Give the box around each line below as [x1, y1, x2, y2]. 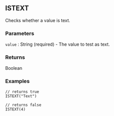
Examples [5, 78, 30, 85]
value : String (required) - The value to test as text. [5, 41, 110, 47]
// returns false [5, 102, 42, 107]
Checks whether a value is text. [5, 17, 70, 23]
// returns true [5, 89, 39, 94]
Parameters [5, 30, 34, 37]
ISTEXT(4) [5, 106, 26, 112]
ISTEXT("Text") [5, 93, 37, 98]
